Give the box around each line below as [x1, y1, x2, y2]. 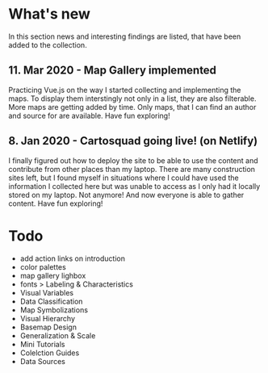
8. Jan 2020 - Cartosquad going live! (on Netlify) [8, 134, 258, 148]
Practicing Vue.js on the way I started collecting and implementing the [8, 85, 241, 94]
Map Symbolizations [19, 304, 89, 315]
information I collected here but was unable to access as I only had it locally [8, 181, 261, 191]
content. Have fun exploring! [8, 199, 103, 208]
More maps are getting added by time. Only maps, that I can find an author [8, 102, 257, 111]
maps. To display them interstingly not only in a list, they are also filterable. [8, 94, 257, 103]
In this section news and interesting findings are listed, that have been [8, 31, 241, 41]
